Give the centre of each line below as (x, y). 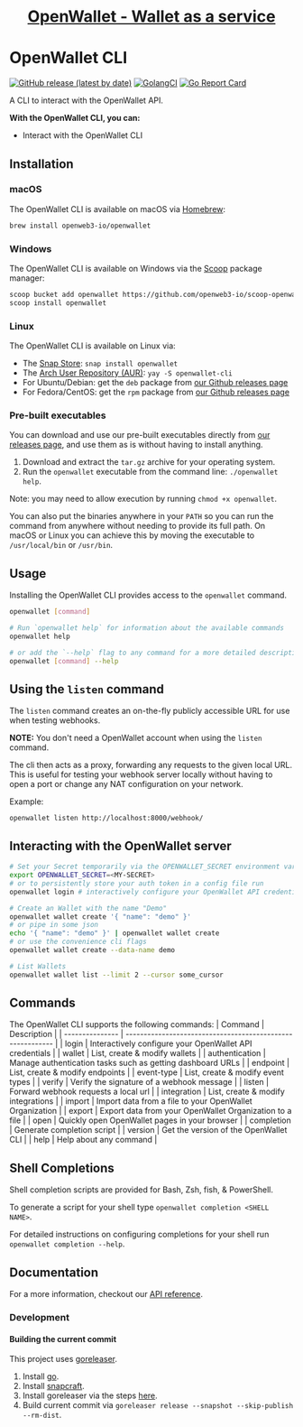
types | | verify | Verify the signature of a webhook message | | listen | (139, 1082)
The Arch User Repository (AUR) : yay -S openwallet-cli (127, 373)
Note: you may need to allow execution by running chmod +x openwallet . (143, 499)
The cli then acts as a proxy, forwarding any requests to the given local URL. (151, 765)
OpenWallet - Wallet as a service (151, 17)
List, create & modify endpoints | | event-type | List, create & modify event (147, 1072)
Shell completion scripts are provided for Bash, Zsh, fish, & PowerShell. (141, 1190)
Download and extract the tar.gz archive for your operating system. (149, 462)
